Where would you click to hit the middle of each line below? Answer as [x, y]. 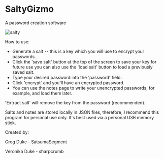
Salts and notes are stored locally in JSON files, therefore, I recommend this [82, 112]
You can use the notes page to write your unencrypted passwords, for [83, 88]
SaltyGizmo [30, 9]
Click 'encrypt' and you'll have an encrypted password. [68, 83]
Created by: [17, 132]
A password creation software [36, 23]
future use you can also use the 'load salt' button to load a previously [82, 67]
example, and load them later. [42, 93]
